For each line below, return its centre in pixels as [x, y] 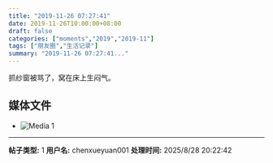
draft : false [30, 31]
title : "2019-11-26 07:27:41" [60, 16]
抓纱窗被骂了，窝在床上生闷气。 [62, 77]
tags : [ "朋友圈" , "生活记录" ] [54, 46]
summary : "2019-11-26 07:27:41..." [69, 54]
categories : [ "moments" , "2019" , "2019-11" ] [81, 39]
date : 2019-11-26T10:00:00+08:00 [65, 24]
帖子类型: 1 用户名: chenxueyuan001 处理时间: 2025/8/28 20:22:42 [120, 150]
